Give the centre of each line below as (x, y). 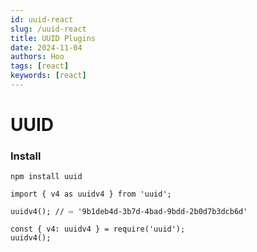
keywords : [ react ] (48, 76)
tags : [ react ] (40, 66)
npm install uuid (46, 177)
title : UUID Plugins (53, 38)
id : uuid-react (42, 19)
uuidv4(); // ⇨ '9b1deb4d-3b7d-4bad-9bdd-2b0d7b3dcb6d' (129, 212)
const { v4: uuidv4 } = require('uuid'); (98, 229)
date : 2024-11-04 (46, 47)
